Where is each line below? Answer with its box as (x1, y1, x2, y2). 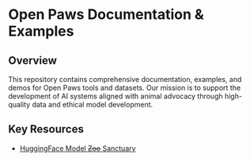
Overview (8, 54, 58, 67)
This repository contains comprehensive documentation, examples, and (8, 75, 242, 84)
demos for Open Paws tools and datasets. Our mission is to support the (8, 83, 241, 92)
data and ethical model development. (32, 100, 153, 109)
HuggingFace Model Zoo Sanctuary (19, 144, 136, 153)
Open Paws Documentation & (8, 6, 204, 24)
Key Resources (8, 122, 85, 136)
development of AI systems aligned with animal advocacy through (8, 92, 223, 100)
